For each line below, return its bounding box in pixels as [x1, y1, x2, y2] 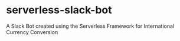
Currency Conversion [6, 28, 58, 35]
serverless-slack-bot [6, 3, 112, 17]
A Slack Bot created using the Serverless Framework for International [6, 23, 175, 29]
